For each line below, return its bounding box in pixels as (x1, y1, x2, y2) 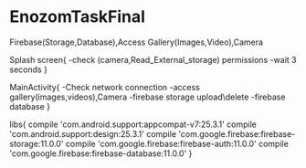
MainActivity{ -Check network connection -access (9, 81, 201, 92)
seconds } (9, 64, 48, 75)
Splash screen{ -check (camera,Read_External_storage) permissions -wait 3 (9, 54, 297, 65)
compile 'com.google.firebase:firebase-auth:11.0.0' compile (65, 138, 290, 149)
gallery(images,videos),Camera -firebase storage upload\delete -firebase (9, 91, 286, 102)
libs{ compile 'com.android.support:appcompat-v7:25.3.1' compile (9, 119, 258, 130)
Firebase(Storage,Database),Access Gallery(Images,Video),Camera (9, 37, 263, 47)
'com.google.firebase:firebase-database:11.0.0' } (9, 148, 193, 159)
